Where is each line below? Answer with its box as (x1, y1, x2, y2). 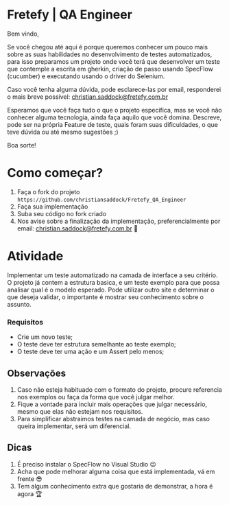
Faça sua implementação (16, 202, 88, 211)
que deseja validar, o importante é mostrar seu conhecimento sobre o (7, 292, 204, 301)
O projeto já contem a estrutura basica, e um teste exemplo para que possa (7, 278, 220, 286)
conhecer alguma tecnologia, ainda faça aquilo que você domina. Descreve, (7, 113, 222, 121)
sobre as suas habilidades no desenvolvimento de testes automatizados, (7, 50, 213, 58)
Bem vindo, (7, 30, 40, 38)
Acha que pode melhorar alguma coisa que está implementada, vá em (16, 467, 215, 475)
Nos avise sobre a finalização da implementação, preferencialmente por (16, 217, 221, 225)
